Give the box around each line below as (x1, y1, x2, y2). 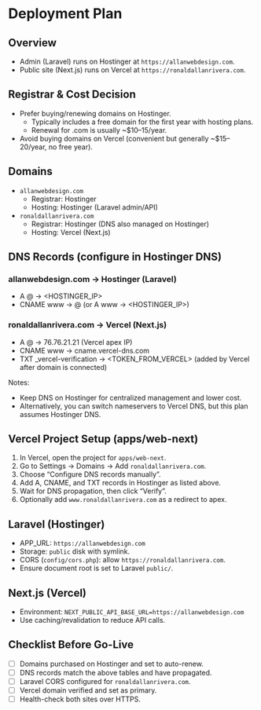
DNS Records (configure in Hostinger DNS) (8, 251, 222, 264)
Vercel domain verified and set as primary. (19, 686, 157, 695)
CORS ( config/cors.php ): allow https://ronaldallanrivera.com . (19, 555, 226, 565)
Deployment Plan (8, 5, 123, 23)
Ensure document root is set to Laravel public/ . (19, 563, 174, 573)
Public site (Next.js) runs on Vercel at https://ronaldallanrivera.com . (19, 65, 246, 75)
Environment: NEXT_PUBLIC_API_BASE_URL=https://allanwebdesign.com (19, 607, 244, 617)
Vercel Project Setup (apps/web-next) (8, 433, 199, 445)
